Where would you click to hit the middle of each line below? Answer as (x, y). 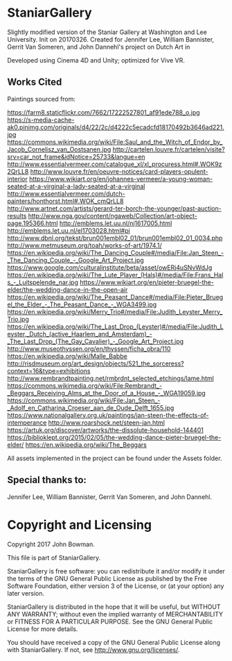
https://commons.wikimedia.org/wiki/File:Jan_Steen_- (84, 400)
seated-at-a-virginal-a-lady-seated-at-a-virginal (76, 186)
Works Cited (35, 82)
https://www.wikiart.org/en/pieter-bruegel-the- (147, 282)
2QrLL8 (18, 171)
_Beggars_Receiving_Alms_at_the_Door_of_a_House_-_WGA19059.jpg (106, 393)
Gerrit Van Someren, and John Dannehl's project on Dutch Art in (99, 47)
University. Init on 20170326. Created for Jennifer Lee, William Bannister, (111, 39)
